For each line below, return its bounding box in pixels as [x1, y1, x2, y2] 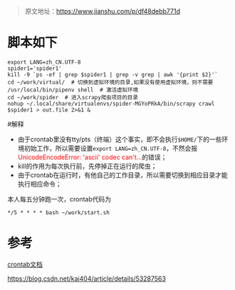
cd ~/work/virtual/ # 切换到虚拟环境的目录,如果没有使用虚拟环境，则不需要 [7, 79, 214, 86]
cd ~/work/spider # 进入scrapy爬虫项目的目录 [7, 94, 139, 101]
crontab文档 [7, 260, 43, 269]
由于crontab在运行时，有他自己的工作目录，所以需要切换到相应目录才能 [17, 171, 228, 179]
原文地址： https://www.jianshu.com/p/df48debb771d [24, 7, 180, 15]
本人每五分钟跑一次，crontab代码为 [7, 194, 112, 203]
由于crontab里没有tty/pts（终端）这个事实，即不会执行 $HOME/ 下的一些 [17, 135, 222, 144]
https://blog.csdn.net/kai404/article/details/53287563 [7, 274, 166, 283]
